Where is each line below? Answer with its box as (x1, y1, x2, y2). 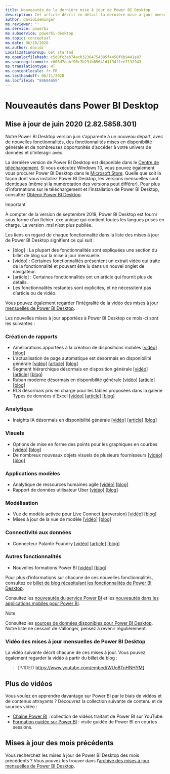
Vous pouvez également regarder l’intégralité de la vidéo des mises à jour (5, 300, 158, 306)
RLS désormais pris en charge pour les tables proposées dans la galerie (12, 388, 163, 394)
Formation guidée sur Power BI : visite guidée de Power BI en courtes (12, 718, 157, 724)
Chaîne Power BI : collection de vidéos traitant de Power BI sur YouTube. (12, 713, 164, 719)
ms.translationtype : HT (5, 64, 56, 69)
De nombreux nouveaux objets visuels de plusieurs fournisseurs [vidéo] (12, 452, 163, 458)
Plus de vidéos (5, 679, 53, 688)
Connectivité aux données (5, 529, 72, 536)
